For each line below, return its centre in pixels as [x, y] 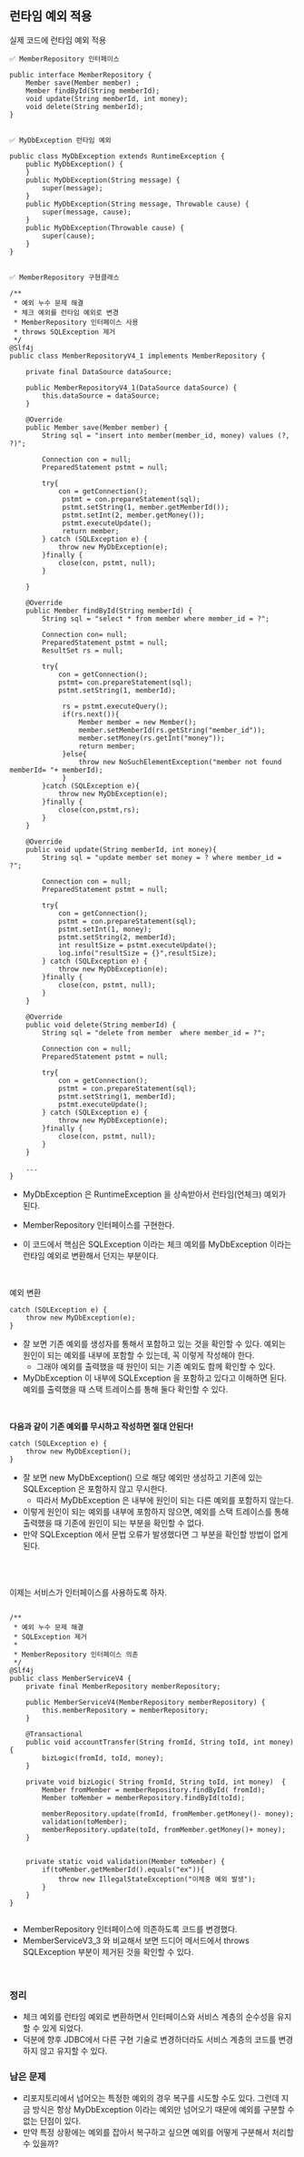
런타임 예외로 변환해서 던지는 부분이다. [90, 1255]
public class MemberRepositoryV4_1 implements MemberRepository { [137, 356]
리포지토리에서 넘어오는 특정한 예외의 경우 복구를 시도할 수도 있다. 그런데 [151, 2098]
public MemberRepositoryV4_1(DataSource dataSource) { [132, 388]
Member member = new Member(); [137, 722]
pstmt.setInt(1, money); [105, 929]
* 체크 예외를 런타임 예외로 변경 [66, 312]
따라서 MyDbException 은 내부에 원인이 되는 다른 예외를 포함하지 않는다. [165, 1500]
